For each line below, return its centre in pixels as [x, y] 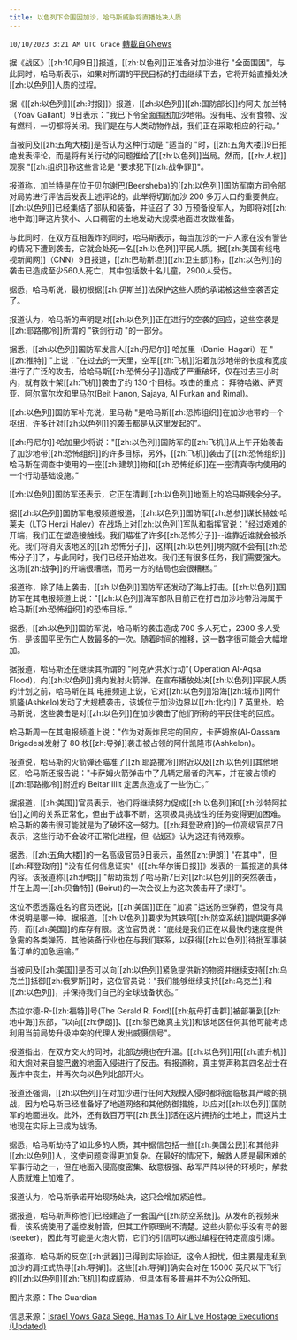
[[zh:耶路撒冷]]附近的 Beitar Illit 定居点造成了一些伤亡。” [109, 783]
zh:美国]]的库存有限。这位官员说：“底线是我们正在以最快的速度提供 [160, 928]
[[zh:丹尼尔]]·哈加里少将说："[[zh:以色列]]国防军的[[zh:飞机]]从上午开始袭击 [146, 442]
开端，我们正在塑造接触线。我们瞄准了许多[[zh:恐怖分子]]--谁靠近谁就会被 [144, 535]
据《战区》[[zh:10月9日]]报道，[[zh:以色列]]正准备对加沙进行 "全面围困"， [144, 62]
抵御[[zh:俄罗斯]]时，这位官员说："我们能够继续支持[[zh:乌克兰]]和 [151, 981]
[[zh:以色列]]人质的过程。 [55, 84]
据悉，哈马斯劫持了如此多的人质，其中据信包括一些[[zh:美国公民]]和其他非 [145, 1144]
